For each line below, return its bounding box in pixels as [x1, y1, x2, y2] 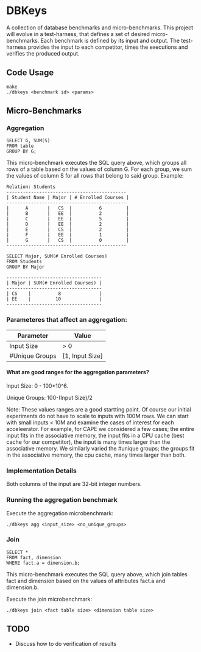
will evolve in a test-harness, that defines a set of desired [6, 30, 150, 37]
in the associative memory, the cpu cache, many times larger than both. [6, 451, 186, 458]
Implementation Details [6, 466, 77, 475]
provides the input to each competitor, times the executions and [27, 43, 188, 51]
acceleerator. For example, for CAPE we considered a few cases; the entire [6, 425, 195, 432]
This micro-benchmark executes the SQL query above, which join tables [6, 570, 188, 578]
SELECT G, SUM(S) [6, 138, 51, 144]
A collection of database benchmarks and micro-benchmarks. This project [6, 24, 194, 31]
